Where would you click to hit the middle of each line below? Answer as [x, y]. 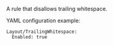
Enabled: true [29, 37]
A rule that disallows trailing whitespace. [57, 9]
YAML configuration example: [43, 20]
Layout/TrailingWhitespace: [42, 32]
